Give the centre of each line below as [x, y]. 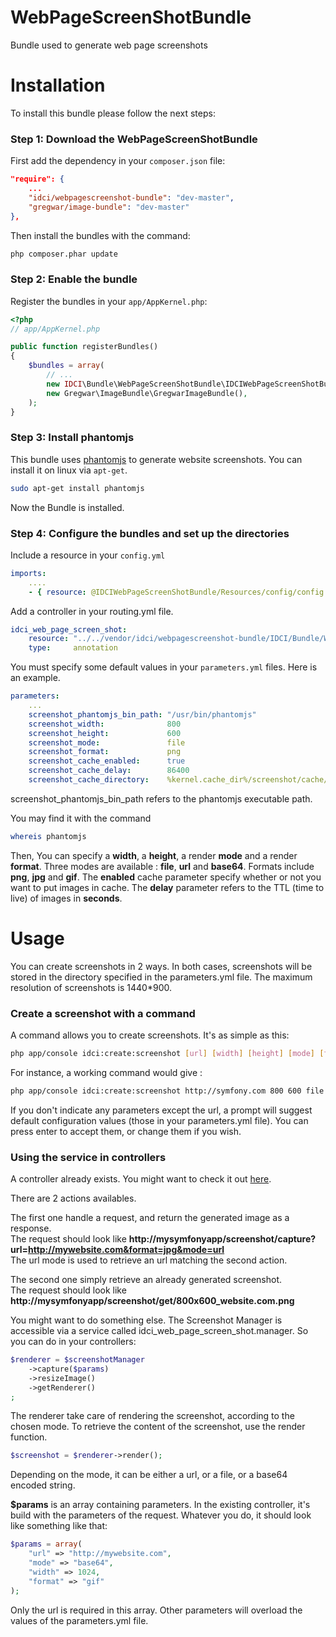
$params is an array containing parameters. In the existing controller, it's [160, 1505]
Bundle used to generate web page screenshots [109, 45]
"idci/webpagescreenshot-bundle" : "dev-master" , [131, 197]
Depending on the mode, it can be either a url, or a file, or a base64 [149, 1475]
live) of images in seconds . [66, 898]
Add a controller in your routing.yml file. [92, 611]
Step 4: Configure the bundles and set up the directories [150, 533]
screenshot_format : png [105, 752]
